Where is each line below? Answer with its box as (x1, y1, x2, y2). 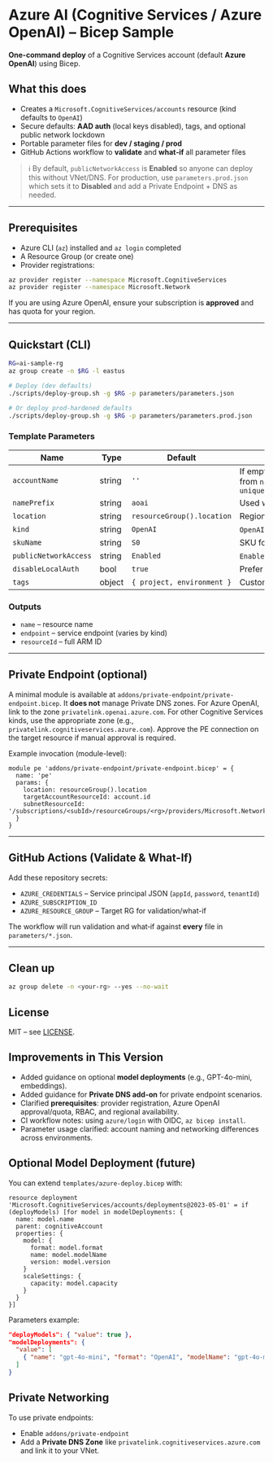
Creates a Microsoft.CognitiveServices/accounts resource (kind (19, 103, 237, 113)
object (99, 576, 124, 588)
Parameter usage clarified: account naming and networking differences (19, 1124, 259, 1133)
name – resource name (19, 619, 93, 629)
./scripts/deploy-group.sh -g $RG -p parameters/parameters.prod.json (8, 411, 253, 420)
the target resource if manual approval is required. (8, 733, 176, 742)
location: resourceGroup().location (23, 786, 148, 794)
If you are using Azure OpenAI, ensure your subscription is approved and (8, 298, 254, 308)
